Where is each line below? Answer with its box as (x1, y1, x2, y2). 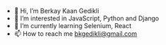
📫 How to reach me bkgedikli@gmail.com (13, 30, 138, 38)
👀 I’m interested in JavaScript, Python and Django (13, 14, 160, 22)
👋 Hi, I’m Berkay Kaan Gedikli (13, 7, 99, 15)
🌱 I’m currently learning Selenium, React (13, 22, 132, 30)
